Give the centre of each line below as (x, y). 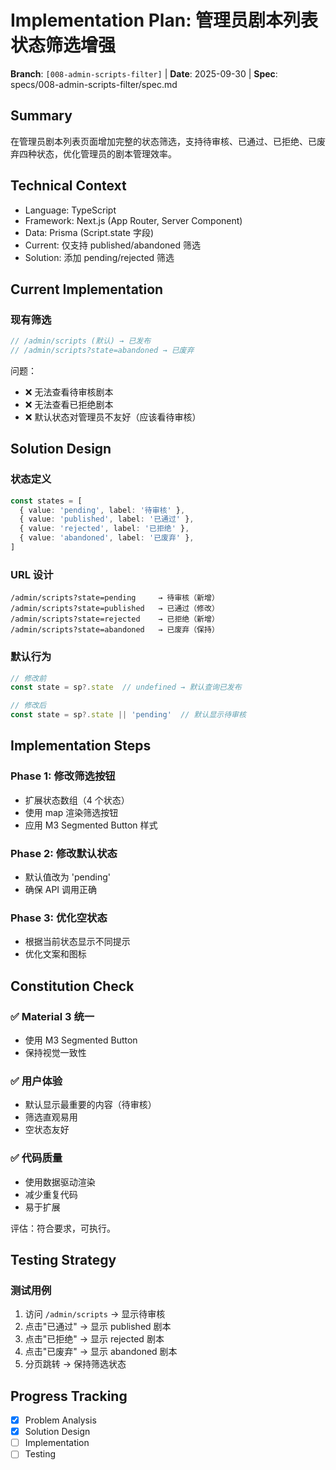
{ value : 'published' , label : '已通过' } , (107, 519)
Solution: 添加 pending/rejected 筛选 (99, 257)
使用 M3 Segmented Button (81, 1040)
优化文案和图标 (55, 954)
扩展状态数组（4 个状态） (77, 800)
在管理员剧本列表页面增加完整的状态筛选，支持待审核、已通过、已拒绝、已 (163, 141)
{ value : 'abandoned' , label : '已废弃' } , (107, 538)
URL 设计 (32, 574)
